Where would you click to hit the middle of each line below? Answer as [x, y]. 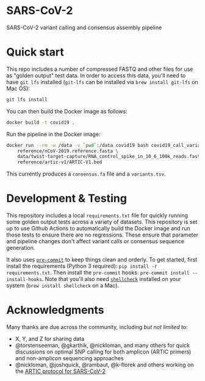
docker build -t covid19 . [41, 123]
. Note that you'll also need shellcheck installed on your [111, 279]
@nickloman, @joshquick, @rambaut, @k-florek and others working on [104, 365]
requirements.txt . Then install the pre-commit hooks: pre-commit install [98, 272]
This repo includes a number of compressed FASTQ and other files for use [100, 69]
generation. [21, 248]
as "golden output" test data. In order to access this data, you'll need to [96, 75]
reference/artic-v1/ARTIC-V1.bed [60, 162]
